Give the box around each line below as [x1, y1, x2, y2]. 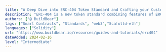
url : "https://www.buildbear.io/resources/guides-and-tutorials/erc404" [5, 30, 158, 35]
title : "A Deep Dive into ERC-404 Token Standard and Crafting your [5, 7, 149, 12]
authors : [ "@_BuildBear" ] [5, 16, 58, 21]
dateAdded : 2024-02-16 [5, 35, 52, 40]
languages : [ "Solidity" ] [5, 26, 56, 31]
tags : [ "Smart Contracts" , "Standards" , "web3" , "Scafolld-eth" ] [5, 21, 140, 26]
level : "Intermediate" [5, 40, 52, 45]
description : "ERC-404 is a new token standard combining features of [5, 12, 154, 17]
